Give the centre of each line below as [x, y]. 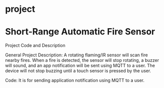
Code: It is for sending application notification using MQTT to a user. [75, 81]
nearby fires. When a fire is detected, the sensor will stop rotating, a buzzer [82, 60]
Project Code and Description [35, 45]
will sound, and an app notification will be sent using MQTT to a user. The [80, 66]
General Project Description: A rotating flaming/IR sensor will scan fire [77, 55]
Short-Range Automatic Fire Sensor [80, 32]
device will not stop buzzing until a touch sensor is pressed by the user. [78, 71]
